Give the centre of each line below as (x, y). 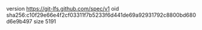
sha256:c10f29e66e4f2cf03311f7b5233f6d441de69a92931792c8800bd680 (101, 15)
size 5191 (45, 21)
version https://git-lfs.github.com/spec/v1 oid (63, 9)
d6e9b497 (19, 21)
